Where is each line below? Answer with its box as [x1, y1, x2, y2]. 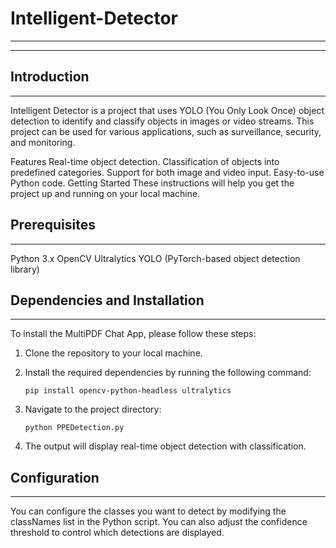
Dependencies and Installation [10, 292, 205, 309]
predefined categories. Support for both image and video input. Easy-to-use [10, 166, 325, 178]
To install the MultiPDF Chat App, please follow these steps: [10, 328, 257, 340]
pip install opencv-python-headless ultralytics [24, 386, 232, 396]
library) [10, 263, 40, 275]
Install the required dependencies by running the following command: [24, 367, 312, 379]
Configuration [10, 469, 100, 486]
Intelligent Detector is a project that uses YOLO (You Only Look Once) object [10, 104, 325, 116]
